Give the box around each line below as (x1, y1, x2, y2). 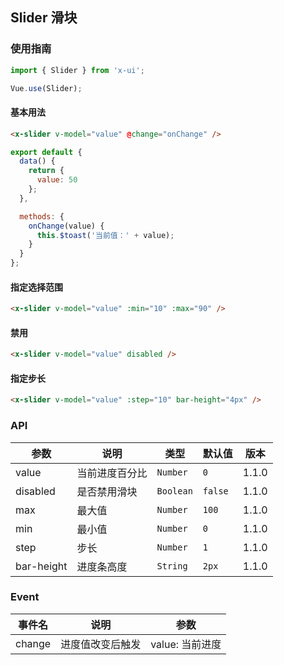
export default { (10, 147, 83, 157)
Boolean (156, 485, 193, 497)
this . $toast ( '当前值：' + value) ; (36, 230, 175, 240)
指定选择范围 (10, 281, 63, 293)
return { (28, 166, 65, 176)
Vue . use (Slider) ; (10, 83, 83, 93)
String (156, 560, 188, 572)
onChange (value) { (28, 221, 105, 231)
